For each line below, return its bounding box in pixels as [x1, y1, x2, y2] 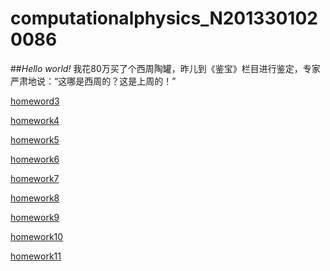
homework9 [10, 211, 60, 223]
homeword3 [10, 95, 60, 107]
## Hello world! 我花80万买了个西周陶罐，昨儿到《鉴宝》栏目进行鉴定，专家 [10, 62, 321, 74]
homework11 [10, 250, 62, 262]
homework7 [10, 172, 60, 184]
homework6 [10, 153, 60, 165]
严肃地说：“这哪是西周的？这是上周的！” [10, 75, 177, 87]
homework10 [10, 230, 64, 242]
